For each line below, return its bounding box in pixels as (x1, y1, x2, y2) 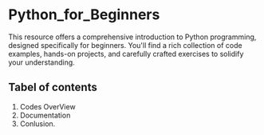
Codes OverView (19, 101, 76, 111)
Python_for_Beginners (8, 6, 160, 24)
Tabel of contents (8, 81, 97, 94)
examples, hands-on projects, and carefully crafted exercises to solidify (8, 49, 244, 58)
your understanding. (8, 58, 76, 67)
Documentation (19, 110, 71, 120)
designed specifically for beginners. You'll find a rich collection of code (8, 40, 242, 50)
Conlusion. (19, 118, 56, 129)
